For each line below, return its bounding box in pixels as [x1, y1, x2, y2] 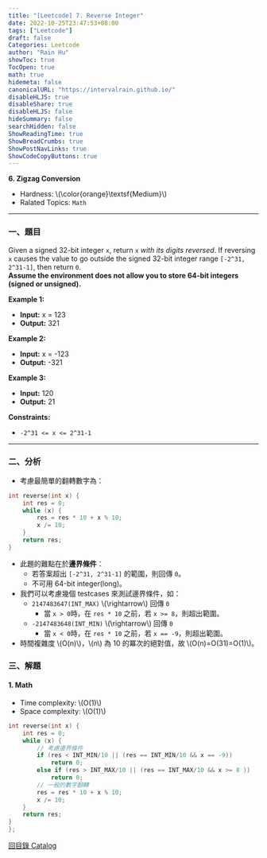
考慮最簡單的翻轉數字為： [19, 476, 104, 485]
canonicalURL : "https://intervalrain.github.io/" [8, 85, 176, 94]
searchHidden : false [8, 122, 77, 130]
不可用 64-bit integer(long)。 [31, 578, 127, 588]
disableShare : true [8, 100, 73, 108]
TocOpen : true [8, 64, 56, 72]
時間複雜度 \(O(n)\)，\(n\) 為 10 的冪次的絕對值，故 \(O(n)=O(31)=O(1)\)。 [19, 638, 259, 648]
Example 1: [8, 294, 45, 304]
